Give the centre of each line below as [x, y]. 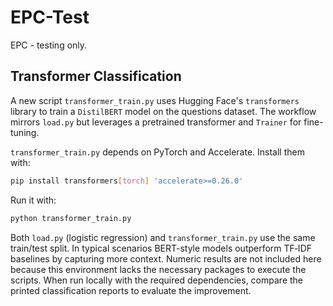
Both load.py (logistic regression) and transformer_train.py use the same [163, 237]
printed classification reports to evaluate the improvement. [131, 290]
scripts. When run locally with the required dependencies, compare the [156, 280]
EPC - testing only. [49, 45]
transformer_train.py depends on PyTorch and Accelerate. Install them [157, 152]
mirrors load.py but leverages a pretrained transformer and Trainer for [156, 122]
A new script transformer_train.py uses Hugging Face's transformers [155, 100]
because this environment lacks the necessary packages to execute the [158, 269]
